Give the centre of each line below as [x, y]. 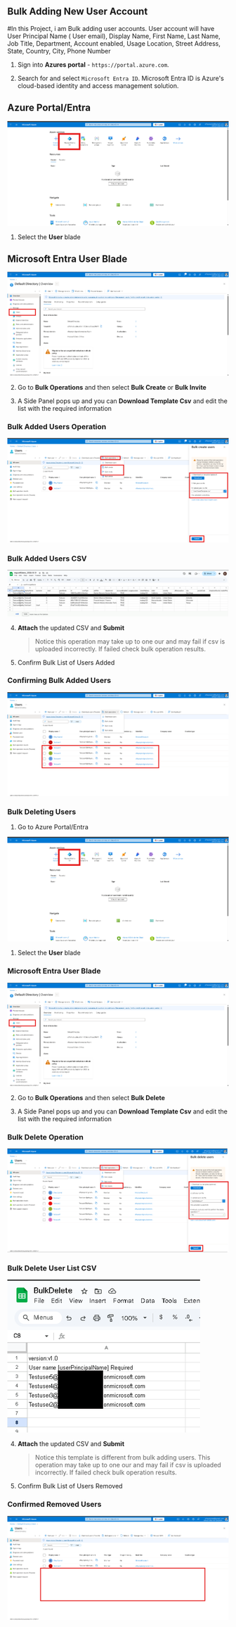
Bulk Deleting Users [42, 812]
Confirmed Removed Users [54, 1505]
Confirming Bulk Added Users [59, 680]
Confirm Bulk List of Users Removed [70, 1486]
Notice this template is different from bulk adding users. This [123, 1457]
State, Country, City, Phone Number [59, 51]
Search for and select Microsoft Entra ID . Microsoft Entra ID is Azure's [121, 78]
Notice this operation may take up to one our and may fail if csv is [130, 641]
